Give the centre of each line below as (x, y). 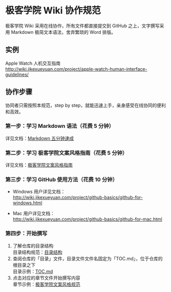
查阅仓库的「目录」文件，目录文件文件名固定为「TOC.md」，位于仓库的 (88, 258)
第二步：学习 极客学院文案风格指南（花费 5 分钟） (67, 153)
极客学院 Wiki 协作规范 (53, 11)
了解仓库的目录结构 (33, 246)
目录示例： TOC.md (33, 271)
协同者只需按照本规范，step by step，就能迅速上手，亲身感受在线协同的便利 (86, 105)
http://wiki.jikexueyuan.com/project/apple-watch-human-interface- (76, 69)
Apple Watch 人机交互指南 (33, 63)
